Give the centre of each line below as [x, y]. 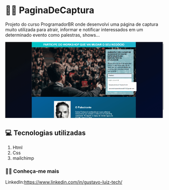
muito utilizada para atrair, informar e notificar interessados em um [74, 29]
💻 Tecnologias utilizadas [46, 133]
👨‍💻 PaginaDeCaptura [50, 10]
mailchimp [23, 158]
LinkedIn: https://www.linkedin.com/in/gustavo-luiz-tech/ [64, 182]
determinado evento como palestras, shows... [53, 35]
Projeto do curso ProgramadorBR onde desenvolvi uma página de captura [82, 24]
